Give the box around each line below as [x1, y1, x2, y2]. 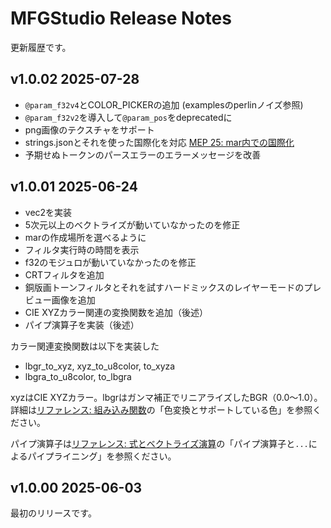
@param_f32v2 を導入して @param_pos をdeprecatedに [24, 111, 233, 123]
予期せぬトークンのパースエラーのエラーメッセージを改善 [24, 148, 262, 161]
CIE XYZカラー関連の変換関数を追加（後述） [24, 306, 208, 318]
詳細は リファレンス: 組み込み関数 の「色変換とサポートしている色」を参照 [10, 403, 313, 416]
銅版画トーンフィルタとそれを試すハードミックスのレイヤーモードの [24, 281, 305, 293]
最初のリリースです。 [10, 507, 97, 519]
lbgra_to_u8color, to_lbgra [24, 370, 132, 382]
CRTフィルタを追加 [24, 268, 105, 281]
